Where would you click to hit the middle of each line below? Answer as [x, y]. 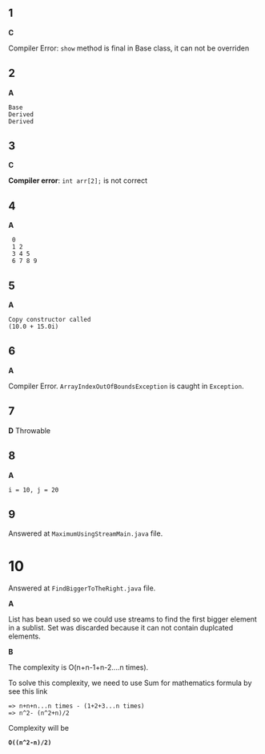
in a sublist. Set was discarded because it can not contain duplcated [121, 628]
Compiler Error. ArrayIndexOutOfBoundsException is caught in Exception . [126, 386]
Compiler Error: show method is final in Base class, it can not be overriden [129, 48]
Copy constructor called [50, 320]
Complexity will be [39, 728]
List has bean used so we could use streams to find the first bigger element [133, 619]
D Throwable [30, 430]
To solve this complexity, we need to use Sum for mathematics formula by [130, 683]
